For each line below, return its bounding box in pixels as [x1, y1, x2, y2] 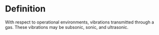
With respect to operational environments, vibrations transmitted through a [5, 19, 154, 25]
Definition [5, 3, 46, 14]
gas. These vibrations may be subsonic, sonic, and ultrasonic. [5, 24, 128, 30]
